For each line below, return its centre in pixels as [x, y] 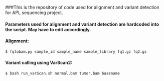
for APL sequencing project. [34, 13]
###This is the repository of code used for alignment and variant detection [82, 7]
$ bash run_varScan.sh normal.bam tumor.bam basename [63, 73]
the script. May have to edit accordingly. [48, 29]
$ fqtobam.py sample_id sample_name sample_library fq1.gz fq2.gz [76, 52]
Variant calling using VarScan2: [39, 63]
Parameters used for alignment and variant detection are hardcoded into [82, 24]
